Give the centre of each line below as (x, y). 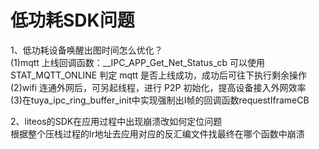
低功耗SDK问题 (72, 20)
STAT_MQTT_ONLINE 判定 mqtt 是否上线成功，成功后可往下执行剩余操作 (159, 75)
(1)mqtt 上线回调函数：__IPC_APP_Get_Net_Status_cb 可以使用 (138, 62)
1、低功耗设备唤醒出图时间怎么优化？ (86, 50)
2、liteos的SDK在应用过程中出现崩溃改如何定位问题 (116, 121)
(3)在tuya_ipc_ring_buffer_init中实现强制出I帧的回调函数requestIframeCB (160, 100)
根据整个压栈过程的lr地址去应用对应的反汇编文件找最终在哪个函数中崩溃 (157, 133)
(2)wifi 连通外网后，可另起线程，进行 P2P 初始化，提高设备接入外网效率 (158, 87)
